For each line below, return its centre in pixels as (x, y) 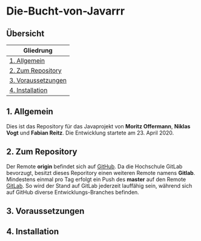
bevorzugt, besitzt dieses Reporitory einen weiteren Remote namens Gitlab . (101, 173)
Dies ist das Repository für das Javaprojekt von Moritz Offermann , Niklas (98, 126)
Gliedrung (38, 51)
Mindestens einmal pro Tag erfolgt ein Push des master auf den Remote (96, 179)
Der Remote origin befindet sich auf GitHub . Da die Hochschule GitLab (94, 166)
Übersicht (25, 34)
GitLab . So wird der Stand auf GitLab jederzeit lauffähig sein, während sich (99, 185)
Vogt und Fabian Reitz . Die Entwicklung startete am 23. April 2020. (90, 133)
